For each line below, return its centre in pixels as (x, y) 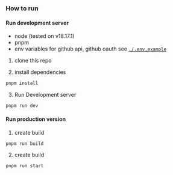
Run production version (36, 119)
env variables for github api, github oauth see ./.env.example (90, 49)
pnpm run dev (22, 106)
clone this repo (33, 61)
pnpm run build (25, 144)
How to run (22, 8)
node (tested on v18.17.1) (44, 36)
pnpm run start (25, 166)
